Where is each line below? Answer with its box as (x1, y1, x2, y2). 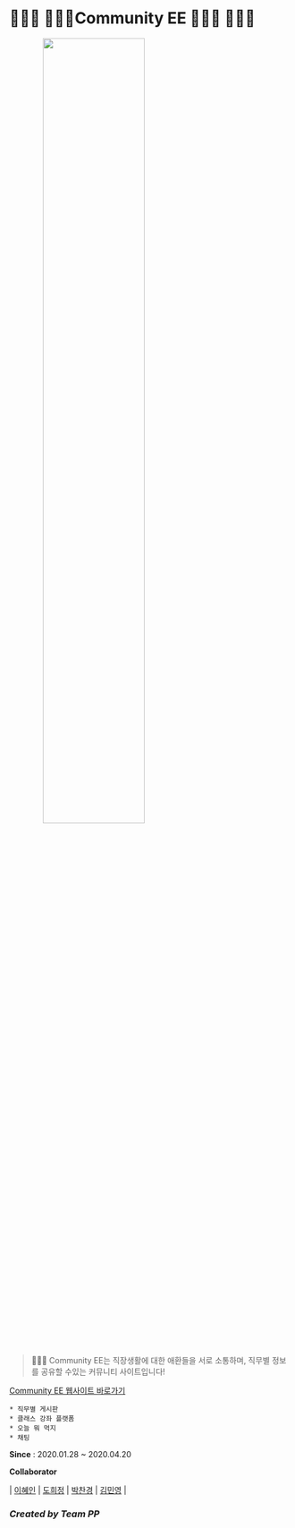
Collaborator (9, 1466, 57, 1477)
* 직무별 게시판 (9, 1405, 59, 1413)
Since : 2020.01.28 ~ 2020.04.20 (9, 1448, 132, 1459)
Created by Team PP (9, 1507, 100, 1520)
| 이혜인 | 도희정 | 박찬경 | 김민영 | (9, 1484, 127, 1495)
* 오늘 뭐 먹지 (9, 1423, 56, 1432)
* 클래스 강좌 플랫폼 (9, 1413, 75, 1423)
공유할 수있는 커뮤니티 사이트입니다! (40, 1366, 165, 1377)
